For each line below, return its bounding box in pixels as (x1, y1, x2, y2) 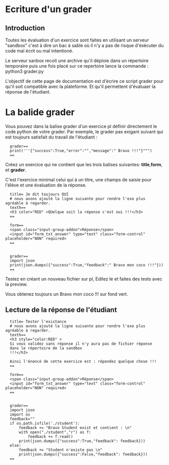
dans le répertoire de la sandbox (10, 345, 82, 351)
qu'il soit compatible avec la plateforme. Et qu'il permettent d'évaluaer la (5, 83, 156, 89)
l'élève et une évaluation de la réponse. (5, 182, 87, 188)
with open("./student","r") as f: (18, 430, 92, 435)
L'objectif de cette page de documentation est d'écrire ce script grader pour (5, 78, 164, 84)
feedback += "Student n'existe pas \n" (18, 447, 102, 452)
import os (10, 412, 30, 417)
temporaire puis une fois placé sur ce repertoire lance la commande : (5, 63, 149, 69)
